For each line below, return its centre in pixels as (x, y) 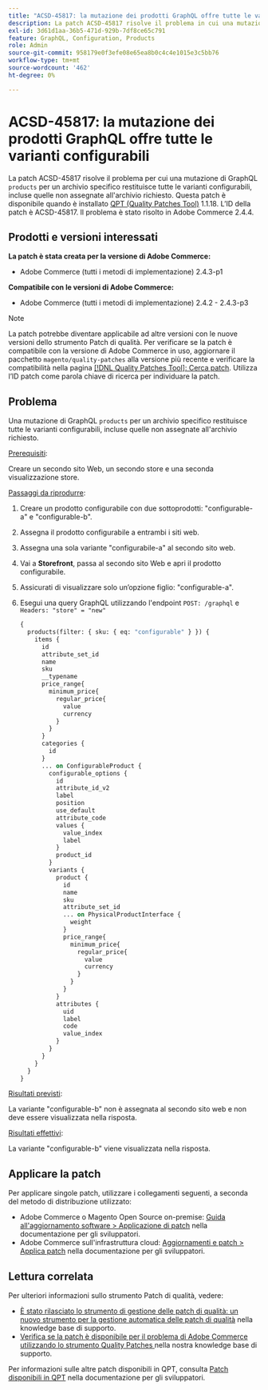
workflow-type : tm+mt (44, 61)
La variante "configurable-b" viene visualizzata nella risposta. (110, 1148)
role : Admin (28, 46)
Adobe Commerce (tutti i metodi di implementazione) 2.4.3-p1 (121, 272)
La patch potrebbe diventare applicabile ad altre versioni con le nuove (123, 334)
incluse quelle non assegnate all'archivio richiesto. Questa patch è (117, 195)
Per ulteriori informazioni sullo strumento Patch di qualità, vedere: (116, 1296)
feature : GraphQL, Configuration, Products (82, 38)
